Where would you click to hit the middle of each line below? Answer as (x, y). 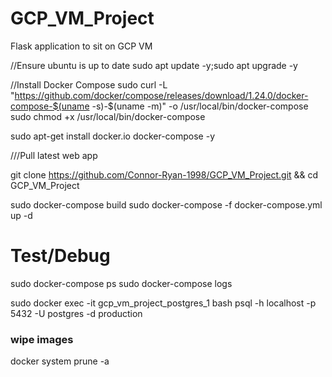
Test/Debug (60, 256)
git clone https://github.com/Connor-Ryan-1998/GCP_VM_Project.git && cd (164, 174)
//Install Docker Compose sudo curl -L (89, 84)
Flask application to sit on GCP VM (81, 46)
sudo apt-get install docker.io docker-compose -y (113, 136)
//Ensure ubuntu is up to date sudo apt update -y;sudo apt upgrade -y (154, 65)
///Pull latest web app (54, 155)
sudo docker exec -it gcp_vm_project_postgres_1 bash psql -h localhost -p (163, 303)
